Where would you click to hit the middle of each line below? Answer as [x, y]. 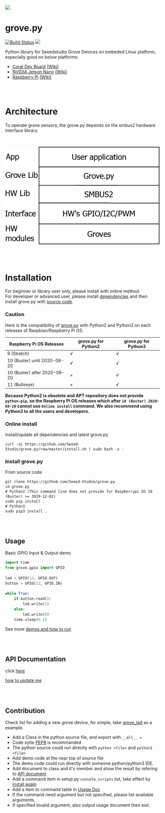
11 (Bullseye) [21, 385]
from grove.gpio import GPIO [35, 568]
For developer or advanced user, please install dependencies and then [76, 296]
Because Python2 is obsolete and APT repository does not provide [74, 395]
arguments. [24, 800]
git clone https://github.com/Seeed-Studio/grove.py [60, 482]
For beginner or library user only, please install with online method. [73, 291]
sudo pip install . [25, 501]
